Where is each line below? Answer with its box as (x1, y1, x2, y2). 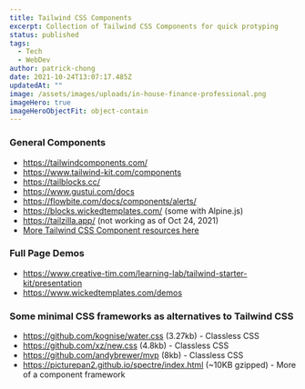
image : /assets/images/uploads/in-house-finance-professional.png (9, 89, 267, 98)
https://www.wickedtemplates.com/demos (22, 287, 183, 298)
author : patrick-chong (9, 65, 96, 74)
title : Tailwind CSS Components (9, 13, 132, 23)
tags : (9, 38, 30, 48)
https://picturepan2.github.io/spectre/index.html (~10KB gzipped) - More (22, 360, 297, 371)
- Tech (17, 47, 43, 56)
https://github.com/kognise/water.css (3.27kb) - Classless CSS (22, 331, 259, 342)
